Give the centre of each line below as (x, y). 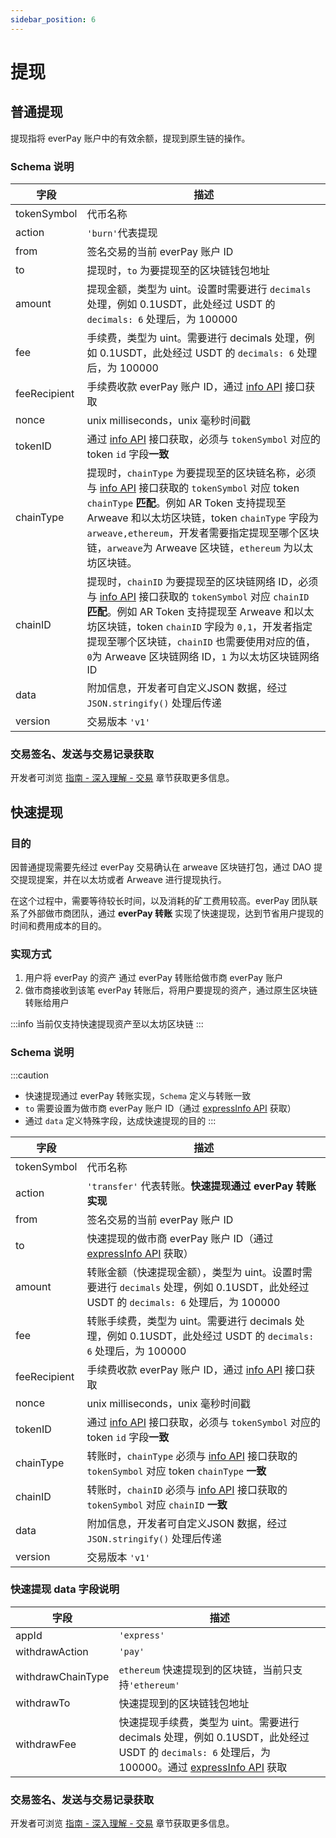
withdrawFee (46, 1744)
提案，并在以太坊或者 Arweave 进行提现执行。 (131, 879)
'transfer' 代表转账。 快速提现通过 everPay (190, 1186)
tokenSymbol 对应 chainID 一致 (157, 1504)
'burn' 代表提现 (122, 233)
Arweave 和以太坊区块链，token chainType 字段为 (203, 518)
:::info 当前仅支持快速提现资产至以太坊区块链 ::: (107, 1024)
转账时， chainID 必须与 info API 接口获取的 (187, 1489)
